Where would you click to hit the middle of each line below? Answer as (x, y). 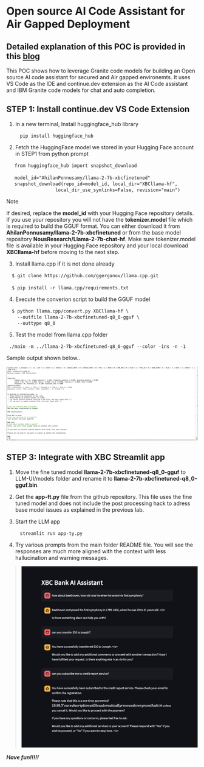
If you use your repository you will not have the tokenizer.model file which (100, 219)
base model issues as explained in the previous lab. (80, 509)
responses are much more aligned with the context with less (90, 551)
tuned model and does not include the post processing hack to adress (103, 503)
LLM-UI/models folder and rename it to (64, 478)
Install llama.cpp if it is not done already (65, 264)
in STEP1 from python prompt (52, 154)
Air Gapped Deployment (68, 24)
